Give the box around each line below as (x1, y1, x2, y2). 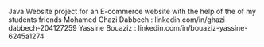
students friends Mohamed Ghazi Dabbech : (8, 15, 153, 24)
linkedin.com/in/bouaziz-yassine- (138, 23, 248, 32)
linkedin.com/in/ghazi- (154, 15, 229, 24)
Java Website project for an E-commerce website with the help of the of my (8, 7, 257, 16)
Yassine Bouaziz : (78, 23, 137, 32)
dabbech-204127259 (8, 23, 77, 32)
